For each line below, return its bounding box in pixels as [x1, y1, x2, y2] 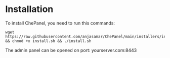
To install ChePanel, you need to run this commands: [5, 20, 115, 26]
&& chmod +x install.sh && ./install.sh [5, 38, 92, 43]
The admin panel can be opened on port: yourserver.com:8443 [5, 47, 137, 53]
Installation [5, 3, 54, 15]
